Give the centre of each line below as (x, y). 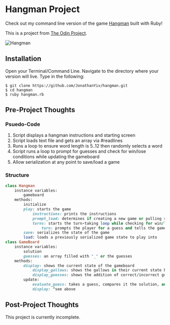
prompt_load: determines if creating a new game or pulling (97, 218)
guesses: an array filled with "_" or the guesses (78, 256)
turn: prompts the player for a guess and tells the (98, 228)
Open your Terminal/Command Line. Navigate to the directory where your (82, 71)
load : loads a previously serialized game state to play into (90, 238)
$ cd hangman (19, 90)
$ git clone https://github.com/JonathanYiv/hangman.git (67, 85)
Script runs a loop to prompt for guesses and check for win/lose (79, 151)
